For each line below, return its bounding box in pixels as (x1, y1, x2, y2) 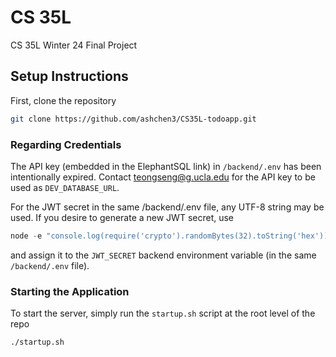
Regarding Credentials (10, 137, 122, 151)
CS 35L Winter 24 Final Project (10, 39, 138, 51)
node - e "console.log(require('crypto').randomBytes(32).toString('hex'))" (10, 231, 333, 241)
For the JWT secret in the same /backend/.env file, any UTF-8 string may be (10, 201, 325, 213)
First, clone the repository (10, 94, 117, 106)
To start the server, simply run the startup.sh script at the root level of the (10, 307, 316, 320)
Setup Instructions (10, 68, 129, 85)
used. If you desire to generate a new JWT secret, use (10, 211, 235, 223)
